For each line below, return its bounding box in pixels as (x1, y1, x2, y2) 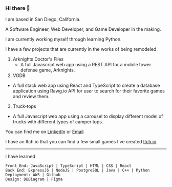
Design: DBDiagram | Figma (5, 177, 63, 182)
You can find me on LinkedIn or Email (5, 128, 84, 135)
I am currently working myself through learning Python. (5, 36, 122, 43)
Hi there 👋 (5, 5, 31, 12)
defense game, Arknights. (20, 67, 75, 73)
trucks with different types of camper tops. (12, 119, 103, 125)
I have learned (5, 154, 36, 160)
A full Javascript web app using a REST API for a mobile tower (20, 62, 152, 68)
